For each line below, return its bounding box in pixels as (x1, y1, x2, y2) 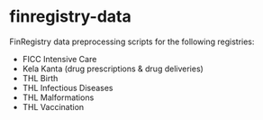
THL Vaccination (22, 101, 85, 112)
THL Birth (22, 72, 59, 83)
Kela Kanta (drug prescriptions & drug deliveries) (22, 63, 204, 74)
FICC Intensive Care (22, 53, 97, 64)
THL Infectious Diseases (22, 82, 114, 93)
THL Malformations (22, 92, 95, 103)
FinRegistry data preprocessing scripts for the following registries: (9, 36, 255, 47)
